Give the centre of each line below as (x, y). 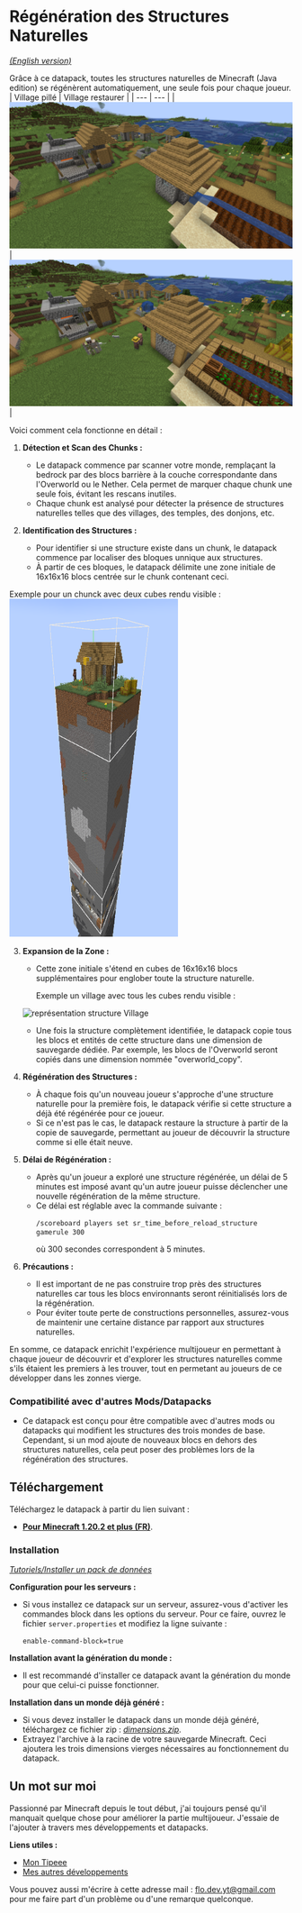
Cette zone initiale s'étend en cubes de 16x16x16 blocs (137, 968)
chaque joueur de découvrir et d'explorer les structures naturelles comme (146, 1359)
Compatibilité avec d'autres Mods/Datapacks (111, 1401)
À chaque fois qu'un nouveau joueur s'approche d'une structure (155, 1094)
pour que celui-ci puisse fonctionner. (91, 1685)
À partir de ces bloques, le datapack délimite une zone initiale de (155, 567)
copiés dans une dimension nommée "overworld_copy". (139, 1059)
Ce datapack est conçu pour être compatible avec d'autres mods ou (149, 1420)
